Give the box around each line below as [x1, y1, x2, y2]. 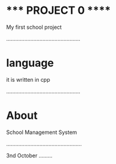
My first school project [6, 23, 62, 31]
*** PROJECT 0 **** [6, 4, 111, 17]
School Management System [6, 129, 78, 136]
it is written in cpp [6, 76, 51, 83]
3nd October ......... [6, 151, 53, 159]
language [6, 56, 54, 70]
